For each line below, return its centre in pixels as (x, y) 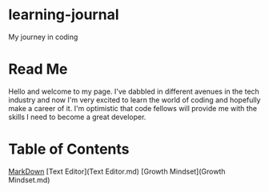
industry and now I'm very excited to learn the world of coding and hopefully (134, 100)
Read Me (38, 69)
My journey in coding (43, 37)
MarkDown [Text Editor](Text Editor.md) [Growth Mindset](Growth (117, 171)
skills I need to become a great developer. (77, 117)
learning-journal (64, 15)
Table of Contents (69, 149)
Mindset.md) (29, 180)
